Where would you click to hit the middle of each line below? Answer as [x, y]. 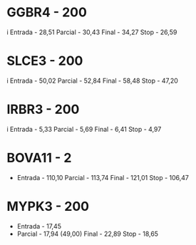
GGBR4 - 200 [47, 12]
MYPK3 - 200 [48, 206]
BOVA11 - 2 [39, 158]
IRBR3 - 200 [43, 109]
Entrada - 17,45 [39, 226]
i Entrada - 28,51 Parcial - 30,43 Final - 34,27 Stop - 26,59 [92, 32]
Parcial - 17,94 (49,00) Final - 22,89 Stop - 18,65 [87, 234]
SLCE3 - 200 [45, 61]
